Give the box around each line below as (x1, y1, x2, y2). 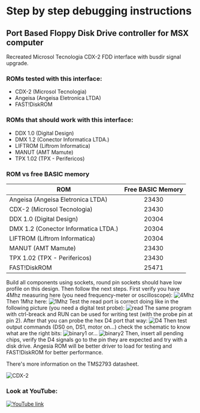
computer (6, 37, 44, 47)
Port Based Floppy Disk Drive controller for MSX (6, 28, 189, 38)
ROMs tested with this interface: (6, 74, 102, 83)
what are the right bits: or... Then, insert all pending (6, 329, 184, 336)
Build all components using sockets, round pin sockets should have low (6, 278, 182, 286)
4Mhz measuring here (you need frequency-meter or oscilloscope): (6, 291, 173, 299)
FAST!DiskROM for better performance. (6, 348, 104, 356)
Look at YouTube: (6, 387, 58, 395)
